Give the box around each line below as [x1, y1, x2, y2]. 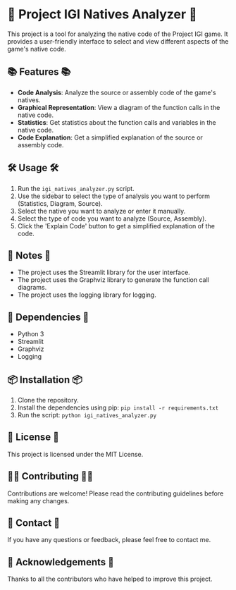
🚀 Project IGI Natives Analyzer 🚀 [7, 6, 197, 23]
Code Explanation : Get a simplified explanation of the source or [17, 133, 203, 142]
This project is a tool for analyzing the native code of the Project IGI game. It [7, 30, 228, 38]
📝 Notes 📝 [7, 250, 51, 262]
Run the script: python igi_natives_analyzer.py [17, 411, 157, 419]
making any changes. [7, 496, 70, 505]
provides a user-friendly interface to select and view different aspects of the [7, 37, 229, 45]
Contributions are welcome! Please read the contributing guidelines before [7, 489, 224, 498]
